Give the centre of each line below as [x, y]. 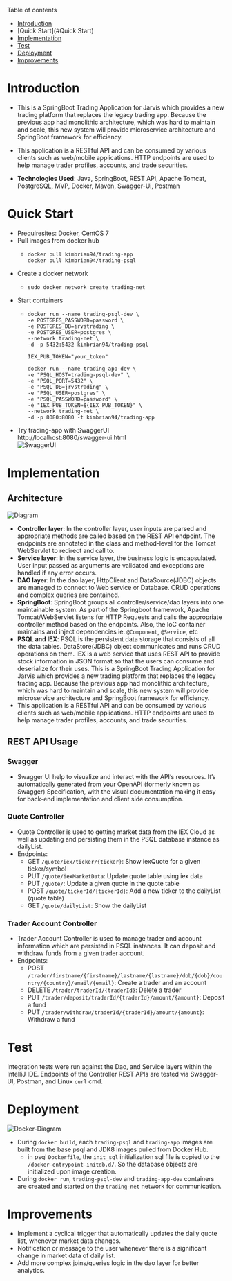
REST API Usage [43, 742]
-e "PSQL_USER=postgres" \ [66, 393]
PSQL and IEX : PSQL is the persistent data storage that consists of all [116, 639]
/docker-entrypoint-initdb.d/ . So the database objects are [113, 1165]
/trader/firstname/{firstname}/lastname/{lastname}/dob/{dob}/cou [125, 976]
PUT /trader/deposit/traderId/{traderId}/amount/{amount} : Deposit [126, 997]
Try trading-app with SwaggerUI [63, 430]
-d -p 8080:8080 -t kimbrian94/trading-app [91, 417]
